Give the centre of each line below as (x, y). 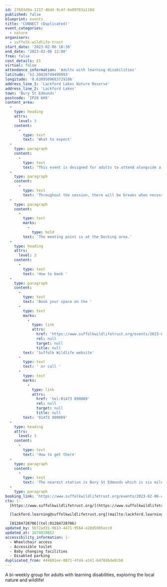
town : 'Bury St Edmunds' (31, 93)
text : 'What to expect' (47, 140)
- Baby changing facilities (39, 551)
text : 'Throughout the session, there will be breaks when (85, 195)
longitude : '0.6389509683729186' (40, 79)
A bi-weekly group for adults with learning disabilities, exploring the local (80, 575)
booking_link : (20, 496)
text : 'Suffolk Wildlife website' (59, 353)
